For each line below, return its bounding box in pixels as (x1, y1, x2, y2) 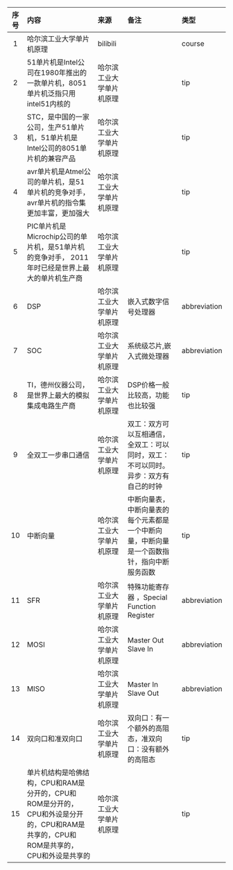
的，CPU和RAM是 (26, 820, 85, 829)
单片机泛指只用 (26, 89, 76, 98)
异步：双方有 (127, 471, 170, 481)
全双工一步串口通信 (26, 450, 90, 460)
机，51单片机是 (26, 133, 78, 142)
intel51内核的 (26, 99, 71, 108)
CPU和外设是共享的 (26, 851, 91, 860)
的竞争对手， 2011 (26, 253, 89, 262)
